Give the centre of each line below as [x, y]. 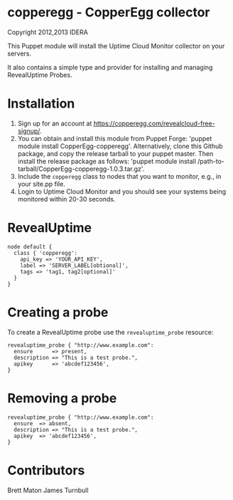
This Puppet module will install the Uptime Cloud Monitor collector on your [116, 46]
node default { [30, 246]
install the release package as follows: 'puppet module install [107, 161]
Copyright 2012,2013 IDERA [48, 32]
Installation [41, 104]
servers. [20, 53]
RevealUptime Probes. [40, 75]
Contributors [46, 470]
